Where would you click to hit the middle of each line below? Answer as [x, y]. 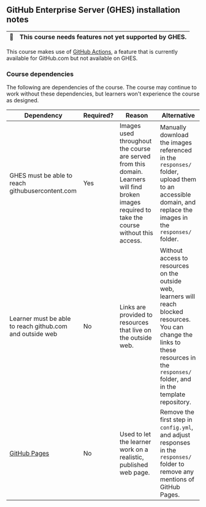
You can [172, 327]
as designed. [23, 100]
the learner [135, 442]
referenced [176, 151]
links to [170, 342]
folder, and [175, 379]
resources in [178, 358]
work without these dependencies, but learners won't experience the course [103, 94]
